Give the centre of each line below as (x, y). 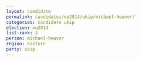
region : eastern (26, 44)
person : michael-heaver (35, 38)
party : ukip (21, 49)
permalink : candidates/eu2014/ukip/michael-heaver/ (70, 17)
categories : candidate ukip (41, 22)
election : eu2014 (27, 28)
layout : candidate (28, 11)
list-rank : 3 (22, 33)
